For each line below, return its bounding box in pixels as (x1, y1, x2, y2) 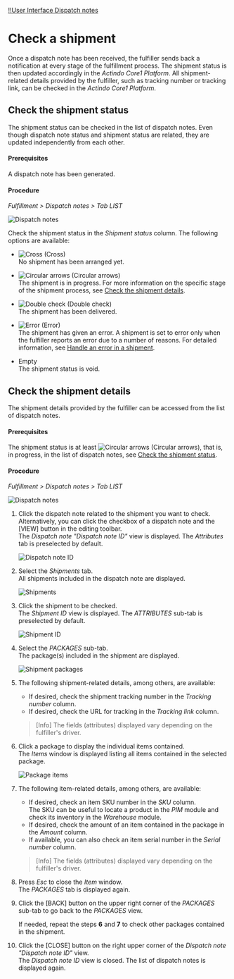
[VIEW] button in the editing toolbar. (18, 524, 122, 533)
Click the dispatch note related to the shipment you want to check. (18, 510, 211, 518)
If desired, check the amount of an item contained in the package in (28, 820, 225, 829)
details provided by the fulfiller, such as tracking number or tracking (30, 76, 226, 85)
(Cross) (44, 250, 66, 259)
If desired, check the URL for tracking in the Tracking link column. (28, 708, 219, 716)
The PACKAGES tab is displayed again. (18, 885, 131, 894)
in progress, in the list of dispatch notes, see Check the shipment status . (8, 450, 218, 459)
